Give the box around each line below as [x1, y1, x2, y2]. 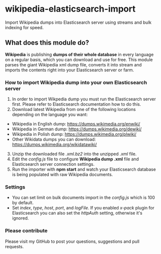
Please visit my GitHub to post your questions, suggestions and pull [5, 238, 140, 244]
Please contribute [5, 227, 48, 234]
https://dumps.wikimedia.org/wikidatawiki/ [12, 142, 97, 147]
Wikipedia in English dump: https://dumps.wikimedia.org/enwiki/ [12, 121, 140, 127]
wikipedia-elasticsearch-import [5, 3, 136, 15]
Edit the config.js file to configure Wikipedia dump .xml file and [12, 156, 139, 162]
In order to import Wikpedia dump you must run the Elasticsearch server [12, 96, 156, 102]
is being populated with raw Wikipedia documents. [12, 172, 113, 177]
